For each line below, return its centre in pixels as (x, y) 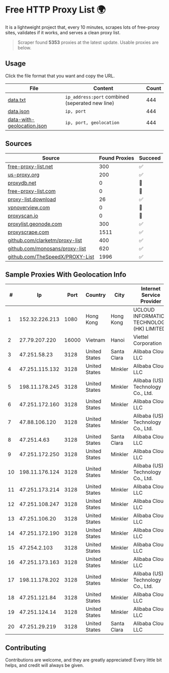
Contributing (26, 648)
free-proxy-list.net (30, 166)
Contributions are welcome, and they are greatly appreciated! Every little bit (83, 660)
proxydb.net (22, 183)
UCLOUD (144, 310)
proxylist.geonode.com (35, 224)
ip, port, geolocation (92, 122)
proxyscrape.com (28, 232)
